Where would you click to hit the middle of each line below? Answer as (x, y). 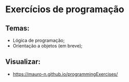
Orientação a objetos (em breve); (48, 46)
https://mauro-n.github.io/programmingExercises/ (65, 74)
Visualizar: (23, 62)
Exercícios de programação (65, 9)
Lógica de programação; (39, 40)
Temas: (17, 28)
